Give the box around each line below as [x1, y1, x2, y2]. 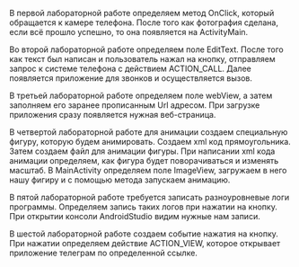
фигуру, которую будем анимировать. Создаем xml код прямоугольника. [9, 137, 292, 147]
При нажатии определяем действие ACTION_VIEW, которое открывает [9, 238, 281, 248]
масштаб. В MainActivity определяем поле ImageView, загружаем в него [9, 165, 287, 175]
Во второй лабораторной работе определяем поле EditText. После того [9, 44, 285, 55]
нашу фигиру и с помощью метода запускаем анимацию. [9, 174, 231, 185]
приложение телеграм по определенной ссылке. [9, 247, 198, 258]
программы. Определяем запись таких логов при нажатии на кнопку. [9, 201, 278, 212]
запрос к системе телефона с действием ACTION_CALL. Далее [9, 63, 251, 74]
